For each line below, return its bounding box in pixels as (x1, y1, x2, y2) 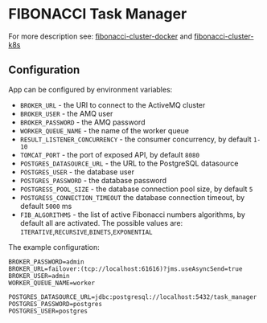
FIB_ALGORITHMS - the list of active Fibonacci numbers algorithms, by (19, 210, 245, 219)
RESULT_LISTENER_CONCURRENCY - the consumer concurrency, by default (19, 134, 252, 144)
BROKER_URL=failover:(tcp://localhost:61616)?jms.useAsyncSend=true (8, 264, 243, 273)
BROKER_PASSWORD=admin (8, 258, 84, 266)
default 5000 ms (19, 201, 72, 211)
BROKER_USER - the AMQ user (19, 108, 113, 118)
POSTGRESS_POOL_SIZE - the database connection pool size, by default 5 (19, 184, 253, 194)
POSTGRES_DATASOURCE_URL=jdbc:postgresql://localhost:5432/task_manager (8, 292, 257, 301)
